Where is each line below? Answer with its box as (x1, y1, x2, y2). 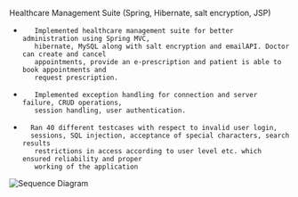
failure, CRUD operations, (21, 98, 123, 107)
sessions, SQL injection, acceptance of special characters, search (30, 131, 290, 140)
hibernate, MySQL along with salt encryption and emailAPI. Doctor (34, 42, 290, 51)
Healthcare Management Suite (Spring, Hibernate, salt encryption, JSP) (9, 8, 271, 18)
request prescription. (34, 73, 118, 82)
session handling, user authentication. (34, 106, 187, 115)
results (21, 139, 51, 148)
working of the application (34, 162, 139, 171)
